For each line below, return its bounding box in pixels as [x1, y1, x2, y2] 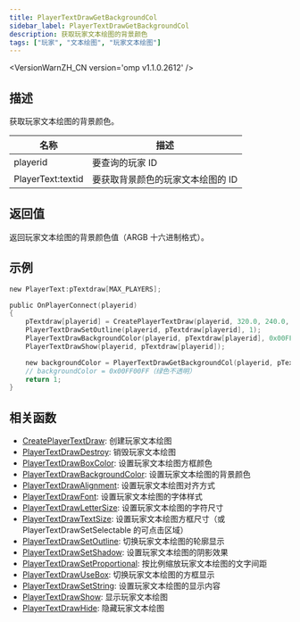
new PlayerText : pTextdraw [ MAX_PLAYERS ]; [9, 285, 162, 294]
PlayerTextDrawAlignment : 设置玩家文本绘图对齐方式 [21, 480, 216, 491]
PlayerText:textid [13, 173, 84, 186]
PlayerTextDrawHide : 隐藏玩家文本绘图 [21, 603, 165, 614]
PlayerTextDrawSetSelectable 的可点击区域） [21, 525, 188, 535]
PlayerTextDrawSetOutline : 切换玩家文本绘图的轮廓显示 [21, 536, 225, 547]
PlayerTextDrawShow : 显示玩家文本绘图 [21, 592, 168, 602]
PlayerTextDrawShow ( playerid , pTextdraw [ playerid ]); [25, 342, 226, 351]
